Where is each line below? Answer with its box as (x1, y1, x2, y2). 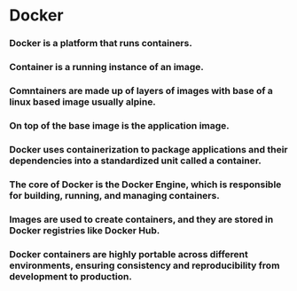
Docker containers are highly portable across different (9, 248, 248, 260)
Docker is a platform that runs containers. (9, 37, 192, 50)
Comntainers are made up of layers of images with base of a (9, 84, 273, 97)
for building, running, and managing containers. (9, 189, 220, 201)
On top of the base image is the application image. (9, 119, 231, 131)
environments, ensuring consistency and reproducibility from (9, 259, 280, 271)
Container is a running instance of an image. (9, 61, 204, 74)
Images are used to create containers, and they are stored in (9, 213, 274, 225)
